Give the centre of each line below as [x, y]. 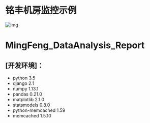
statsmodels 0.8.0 [31, 105]
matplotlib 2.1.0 [28, 99]
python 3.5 [24, 78]
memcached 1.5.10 [32, 115]
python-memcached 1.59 [39, 110]
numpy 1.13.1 [25, 88]
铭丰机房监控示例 [41, 10]
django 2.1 [23, 83]
